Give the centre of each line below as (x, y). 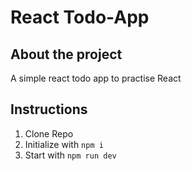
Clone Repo (49, 133)
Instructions (49, 109)
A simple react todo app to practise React (96, 78)
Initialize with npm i (64, 144)
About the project (66, 54)
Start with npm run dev (70, 155)
